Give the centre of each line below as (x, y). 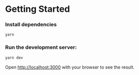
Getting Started (38, 9)
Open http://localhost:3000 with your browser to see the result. (70, 67)
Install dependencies (31, 25)
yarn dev (14, 58)
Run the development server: (41, 47)
